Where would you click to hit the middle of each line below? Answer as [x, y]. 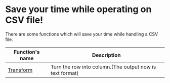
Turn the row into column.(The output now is [103, 67]
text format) [65, 73]
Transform [20, 70]
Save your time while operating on [78, 9]
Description [106, 55]
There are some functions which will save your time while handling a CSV [82, 34]
